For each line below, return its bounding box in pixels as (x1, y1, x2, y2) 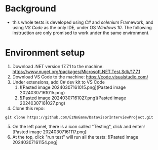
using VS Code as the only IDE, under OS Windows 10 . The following (12, 24, 152, 30)
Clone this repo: (12, 105, 45, 111)
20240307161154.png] (12, 139, 58, 145)
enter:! (132, 123, 146, 129)
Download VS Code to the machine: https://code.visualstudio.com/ (12, 74, 149, 79)
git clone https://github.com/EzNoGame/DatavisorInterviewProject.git (5, 114, 154, 120)
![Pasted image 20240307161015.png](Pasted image (19, 84, 126, 90)
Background (5, 3, 56, 14)
